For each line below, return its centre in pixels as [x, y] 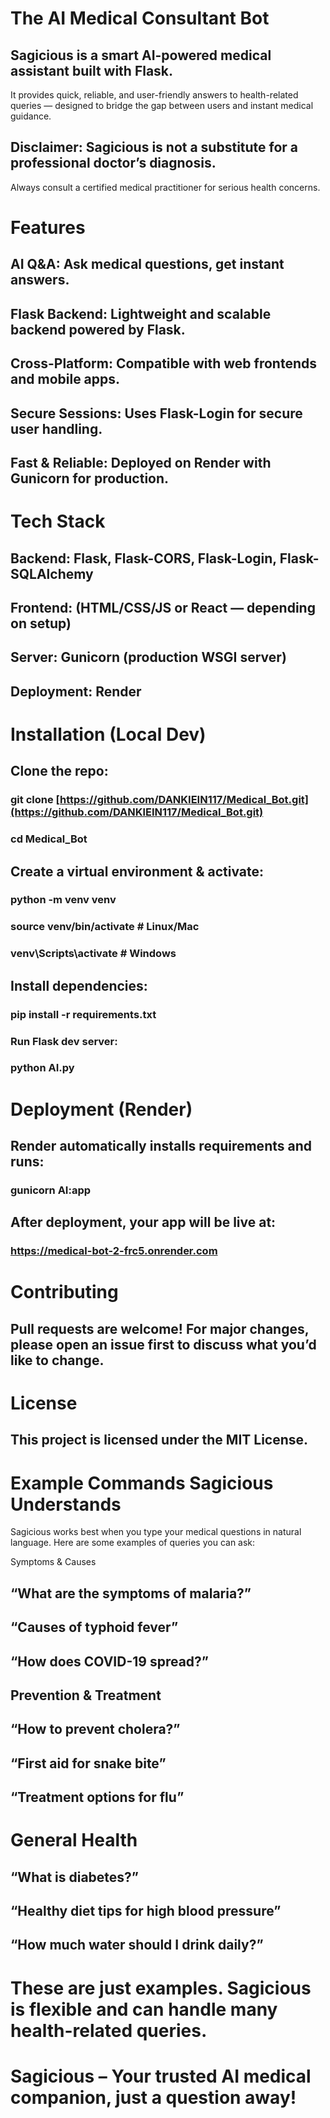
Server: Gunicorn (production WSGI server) [148, 657]
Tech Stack [58, 521]
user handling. [56, 428]
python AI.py [42, 1068]
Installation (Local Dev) [108, 734]
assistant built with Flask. [92, 70]
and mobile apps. [65, 379]
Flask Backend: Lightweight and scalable [141, 313]
